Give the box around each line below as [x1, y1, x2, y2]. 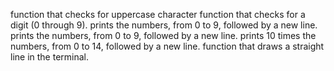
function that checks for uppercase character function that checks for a [10, 9, 306, 20]
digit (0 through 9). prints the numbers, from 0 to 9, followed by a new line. [10, 19, 318, 31]
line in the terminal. [10, 51, 90, 63]
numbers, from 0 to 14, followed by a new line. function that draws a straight [10, 40, 325, 52]
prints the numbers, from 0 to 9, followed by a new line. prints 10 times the [10, 30, 317, 41]
